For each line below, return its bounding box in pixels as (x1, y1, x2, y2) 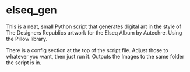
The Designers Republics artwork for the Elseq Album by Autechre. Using (6, 29, 182, 36)
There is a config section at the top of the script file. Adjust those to (6, 46, 168, 53)
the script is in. (6, 59, 42, 66)
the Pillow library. (6, 35, 48, 42)
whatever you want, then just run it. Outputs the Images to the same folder (6, 53, 185, 60)
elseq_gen (6, 4, 57, 17)
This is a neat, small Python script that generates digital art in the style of (6, 23, 182, 30)
